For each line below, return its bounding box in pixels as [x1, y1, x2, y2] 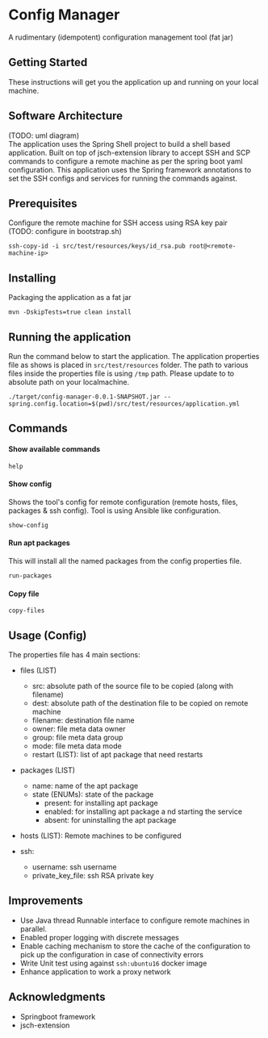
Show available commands [8, 444, 101, 453]
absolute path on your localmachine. [8, 377, 130, 386]
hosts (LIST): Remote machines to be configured [19, 831, 182, 840]
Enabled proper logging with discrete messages [19, 932, 180, 942]
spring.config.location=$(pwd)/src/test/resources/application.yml [8, 400, 241, 408]
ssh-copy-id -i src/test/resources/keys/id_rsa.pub [8, 242, 186, 251]
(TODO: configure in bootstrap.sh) [8, 227, 123, 236]
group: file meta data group [31, 732, 124, 743]
